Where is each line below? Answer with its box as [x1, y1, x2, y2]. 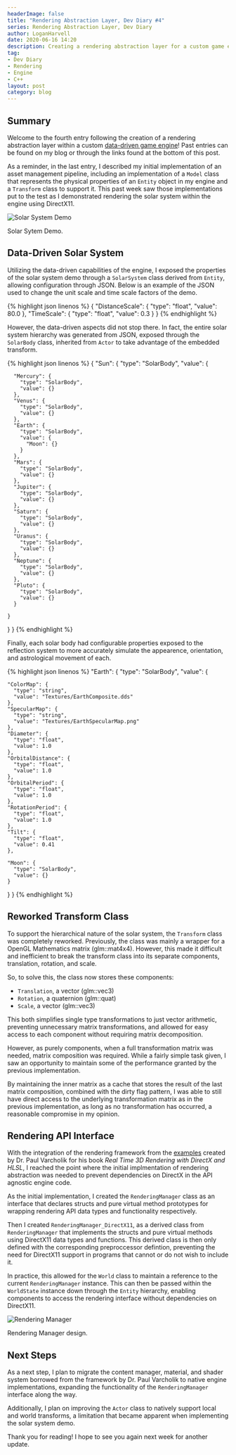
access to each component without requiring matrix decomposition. [7, 1030, 204, 1038]
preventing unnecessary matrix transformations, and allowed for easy [7, 1022, 209, 1031]
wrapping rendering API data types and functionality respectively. [7, 1207, 197, 1216]
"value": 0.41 [13, 841, 55, 848]
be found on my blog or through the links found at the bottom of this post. [7, 148, 221, 157]
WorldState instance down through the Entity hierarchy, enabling [7, 1287, 196, 1295]
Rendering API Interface [7, 1130, 114, 1142]
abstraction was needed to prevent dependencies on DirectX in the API [7, 1171, 213, 1179]
